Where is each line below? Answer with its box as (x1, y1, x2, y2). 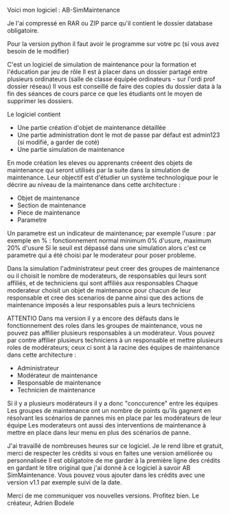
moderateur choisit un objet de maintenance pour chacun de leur (7, 287, 191, 294)
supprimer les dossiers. (7, 97, 74, 105)
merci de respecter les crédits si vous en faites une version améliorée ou (7, 449, 213, 457)
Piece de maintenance (16, 209, 81, 216)
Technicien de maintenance (16, 386, 96, 394)
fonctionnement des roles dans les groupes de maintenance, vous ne (7, 322, 203, 329)
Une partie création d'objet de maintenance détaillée (16, 124, 166, 131)
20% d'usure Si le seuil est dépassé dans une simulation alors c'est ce (7, 244, 207, 252)
